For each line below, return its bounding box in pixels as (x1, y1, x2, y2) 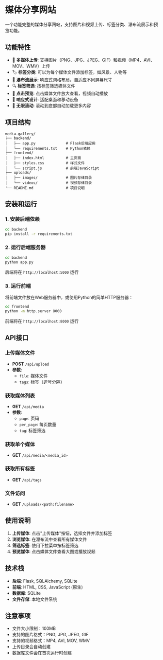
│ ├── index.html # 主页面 (5, 155, 81, 161)
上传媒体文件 (5, 350, 35, 357)
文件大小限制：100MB (12, 625, 56, 631)
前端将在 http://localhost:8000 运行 (5, 318, 79, 324)
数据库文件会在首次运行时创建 (12, 650, 72, 656)
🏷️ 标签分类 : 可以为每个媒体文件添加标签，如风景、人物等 (12, 69, 127, 75)
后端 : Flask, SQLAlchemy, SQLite (12, 578, 78, 584)
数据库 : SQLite (12, 590, 41, 596)
